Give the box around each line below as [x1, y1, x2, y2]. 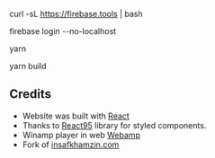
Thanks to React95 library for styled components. [22, 119, 207, 130]
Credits [9, 86, 52, 102]
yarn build [9, 61, 47, 71]
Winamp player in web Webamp [22, 129, 141, 140]
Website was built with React [22, 110, 130, 121]
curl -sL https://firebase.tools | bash [9, 9, 144, 19]
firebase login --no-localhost [9, 26, 117, 36]
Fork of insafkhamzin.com [22, 139, 120, 150]
